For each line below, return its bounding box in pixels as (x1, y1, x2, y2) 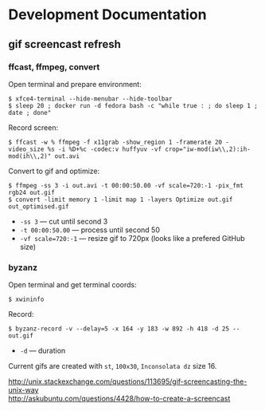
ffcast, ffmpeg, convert (8, 61, 100, 73)
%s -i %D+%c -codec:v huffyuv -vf (47, 145, 162, 153)
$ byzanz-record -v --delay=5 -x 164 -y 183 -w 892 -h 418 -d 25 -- (8, 325, 240, 333)
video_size (8, 145, 45, 153)
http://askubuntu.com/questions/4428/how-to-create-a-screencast (8, 393, 231, 404)
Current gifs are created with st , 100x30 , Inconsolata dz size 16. (8, 362, 217, 371)
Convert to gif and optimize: (8, 166, 100, 176)
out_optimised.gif (8, 202, 69, 211)
